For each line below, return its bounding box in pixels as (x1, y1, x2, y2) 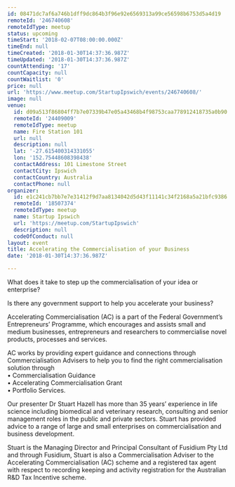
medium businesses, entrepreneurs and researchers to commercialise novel (7, 328, 227, 336)
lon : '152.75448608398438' (13, 154, 93, 162)
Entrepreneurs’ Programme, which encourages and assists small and (7, 320, 206, 328)
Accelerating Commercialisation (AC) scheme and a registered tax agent (7, 458, 217, 467)
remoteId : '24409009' (13, 115, 77, 122)
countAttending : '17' (7, 63, 71, 70)
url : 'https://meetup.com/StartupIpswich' (13, 220, 140, 227)
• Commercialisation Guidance (7, 371, 96, 379)
